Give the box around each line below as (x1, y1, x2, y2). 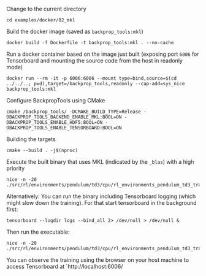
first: (6, 205, 18, 213)
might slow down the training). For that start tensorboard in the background (6, 199, 197, 206)
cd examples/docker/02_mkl (6, 17, 75, 23)
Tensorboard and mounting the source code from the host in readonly (6, 57, 183, 64)
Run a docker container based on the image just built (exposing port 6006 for (6, 50, 199, 58)
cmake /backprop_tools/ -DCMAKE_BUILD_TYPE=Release (6, 109, 141, 115)
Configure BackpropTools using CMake (6, 97, 105, 104)
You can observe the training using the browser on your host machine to (6, 256, 189, 263)
